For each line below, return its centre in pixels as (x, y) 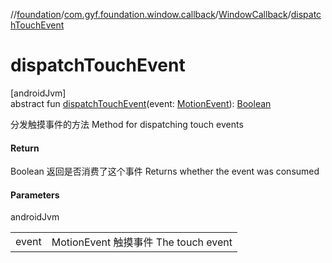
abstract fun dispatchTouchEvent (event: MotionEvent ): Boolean (141, 103)
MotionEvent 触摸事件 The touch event (142, 242)
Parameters (35, 195)
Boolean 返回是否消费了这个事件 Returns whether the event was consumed (165, 171)
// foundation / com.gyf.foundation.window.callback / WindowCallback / (151, 14)
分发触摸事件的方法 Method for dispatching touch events (127, 124)
